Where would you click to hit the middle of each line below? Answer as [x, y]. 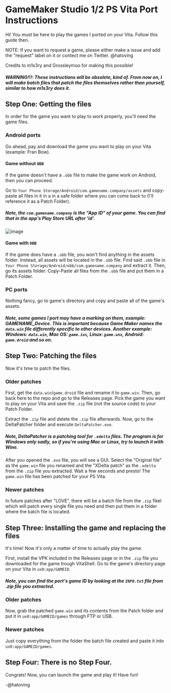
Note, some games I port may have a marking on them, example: [76, 318]
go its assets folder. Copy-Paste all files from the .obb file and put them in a [84, 271]
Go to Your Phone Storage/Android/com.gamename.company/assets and [78, 190]
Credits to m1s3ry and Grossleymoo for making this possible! [69, 65]
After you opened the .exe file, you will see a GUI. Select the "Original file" [83, 460]
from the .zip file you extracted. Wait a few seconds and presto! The [78, 471]
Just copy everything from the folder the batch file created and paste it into [85, 641]
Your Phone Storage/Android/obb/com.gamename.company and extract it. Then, [86, 266]
